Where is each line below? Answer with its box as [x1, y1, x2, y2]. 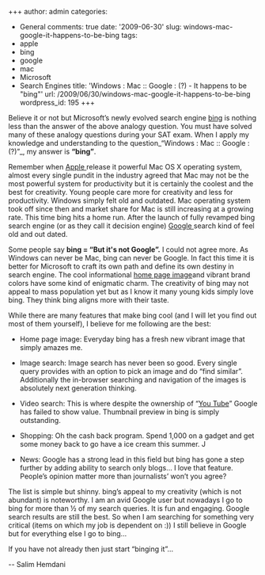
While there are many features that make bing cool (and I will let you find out [8, 310, 257, 320]
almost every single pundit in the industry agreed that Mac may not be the [8, 170, 249, 180]
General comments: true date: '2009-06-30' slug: [19, 22, 182, 31]
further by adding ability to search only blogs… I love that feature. [19, 463, 233, 472]
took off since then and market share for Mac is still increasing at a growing [8, 204, 255, 213]
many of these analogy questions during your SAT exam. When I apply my [8, 130, 249, 139]
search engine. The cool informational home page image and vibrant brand [8, 270, 251, 280]
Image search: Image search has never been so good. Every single [19, 358, 237, 367]
